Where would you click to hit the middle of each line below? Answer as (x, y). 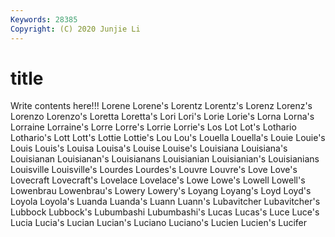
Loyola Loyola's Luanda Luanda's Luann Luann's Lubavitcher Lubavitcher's (165, 202)
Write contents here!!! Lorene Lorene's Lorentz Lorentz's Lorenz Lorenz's (161, 106)
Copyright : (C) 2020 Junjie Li (75, 29)
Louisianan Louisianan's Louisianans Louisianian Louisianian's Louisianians (165, 159)
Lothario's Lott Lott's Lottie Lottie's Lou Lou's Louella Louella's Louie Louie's (168, 138)
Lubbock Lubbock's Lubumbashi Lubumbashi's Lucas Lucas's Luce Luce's (165, 212)
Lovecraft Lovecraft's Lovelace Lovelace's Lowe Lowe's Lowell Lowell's (158, 180)
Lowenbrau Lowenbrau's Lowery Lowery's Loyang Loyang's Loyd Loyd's (161, 191)
